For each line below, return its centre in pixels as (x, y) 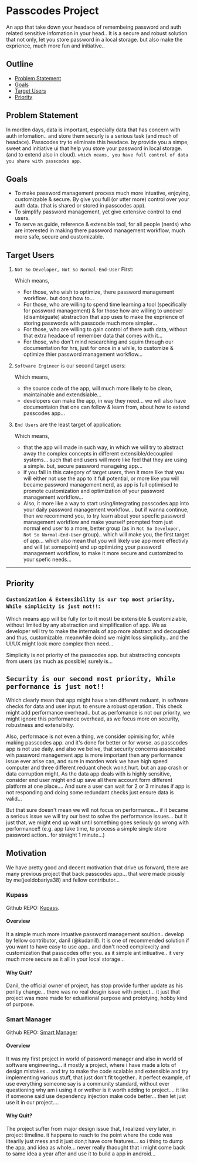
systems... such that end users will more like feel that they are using (105, 460)
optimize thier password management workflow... (83, 354)
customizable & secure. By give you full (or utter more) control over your (102, 199)
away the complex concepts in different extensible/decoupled (98, 454)
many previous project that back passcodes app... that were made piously (95, 873)
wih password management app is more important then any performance (94, 755)
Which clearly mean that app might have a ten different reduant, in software (97, 700)
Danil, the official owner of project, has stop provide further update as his (95, 985)
